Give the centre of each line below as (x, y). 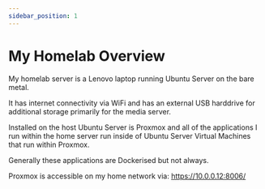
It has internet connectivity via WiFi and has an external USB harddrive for (132, 103)
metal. (19, 87)
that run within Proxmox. (49, 144)
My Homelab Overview (87, 56)
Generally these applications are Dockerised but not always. (109, 160)
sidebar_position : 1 (43, 16)
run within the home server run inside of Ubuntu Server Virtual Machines (130, 135)
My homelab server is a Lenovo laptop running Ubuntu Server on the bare (132, 79)
